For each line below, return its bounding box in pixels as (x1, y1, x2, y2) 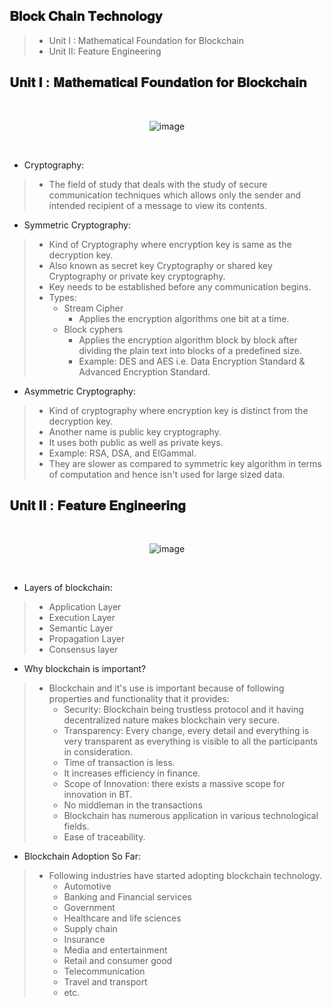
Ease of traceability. (63, 831, 146, 843)
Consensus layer (48, 644, 119, 656)
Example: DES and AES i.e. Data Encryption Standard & (78, 355, 306, 367)
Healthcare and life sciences (63, 912, 182, 924)
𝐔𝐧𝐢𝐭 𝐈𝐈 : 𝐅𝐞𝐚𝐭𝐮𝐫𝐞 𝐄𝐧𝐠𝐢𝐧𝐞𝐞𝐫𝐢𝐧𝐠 (9, 497, 186, 514)
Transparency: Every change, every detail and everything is (63, 725, 310, 737)
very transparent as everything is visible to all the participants (63, 735, 319, 748)
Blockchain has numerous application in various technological (63, 810, 319, 822)
